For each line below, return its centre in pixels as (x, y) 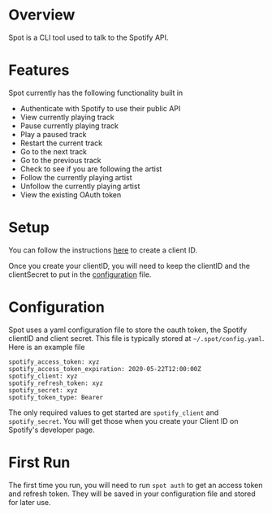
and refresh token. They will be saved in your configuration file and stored (132, 494)
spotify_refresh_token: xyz (56, 383)
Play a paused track (53, 134)
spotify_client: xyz (43, 376)
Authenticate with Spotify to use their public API (100, 108)
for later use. (30, 502)
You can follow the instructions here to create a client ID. (103, 250)
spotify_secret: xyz (43, 390)
